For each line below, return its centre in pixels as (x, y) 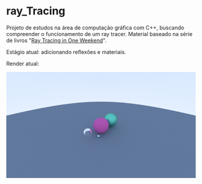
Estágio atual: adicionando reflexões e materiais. (66, 52)
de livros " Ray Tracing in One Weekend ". (57, 40)
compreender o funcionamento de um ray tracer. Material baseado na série (99, 34)
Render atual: (23, 64)
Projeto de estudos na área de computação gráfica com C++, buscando (95, 28)
